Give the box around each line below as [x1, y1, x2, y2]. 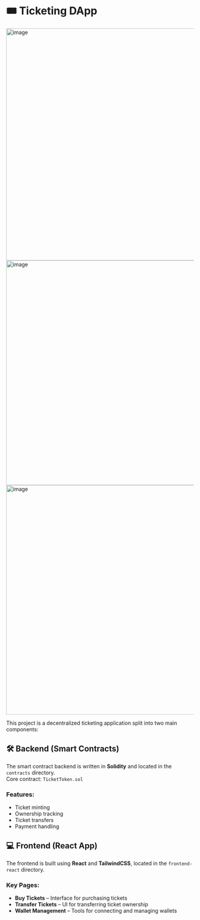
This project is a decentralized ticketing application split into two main [6, 719, 177, 727]
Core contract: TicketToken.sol [6, 775, 83, 782]
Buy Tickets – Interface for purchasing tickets [14, 894, 128, 901]
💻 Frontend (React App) [6, 841, 98, 851]
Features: [6, 790, 35, 798]
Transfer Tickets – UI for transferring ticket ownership [14, 901, 149, 908]
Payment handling [14, 823, 60, 830]
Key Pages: [6, 881, 40, 889]
